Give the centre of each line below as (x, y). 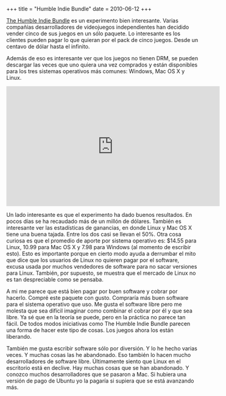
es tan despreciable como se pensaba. (55, 279)
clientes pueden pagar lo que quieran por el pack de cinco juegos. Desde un (102, 40)
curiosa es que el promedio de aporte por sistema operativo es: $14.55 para (101, 241)
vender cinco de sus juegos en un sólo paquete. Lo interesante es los (94, 34)
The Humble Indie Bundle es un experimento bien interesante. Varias (92, 20)
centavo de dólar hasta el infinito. (48, 46)
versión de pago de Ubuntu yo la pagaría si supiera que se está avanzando (100, 381)
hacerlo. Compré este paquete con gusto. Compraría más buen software (97, 298)
